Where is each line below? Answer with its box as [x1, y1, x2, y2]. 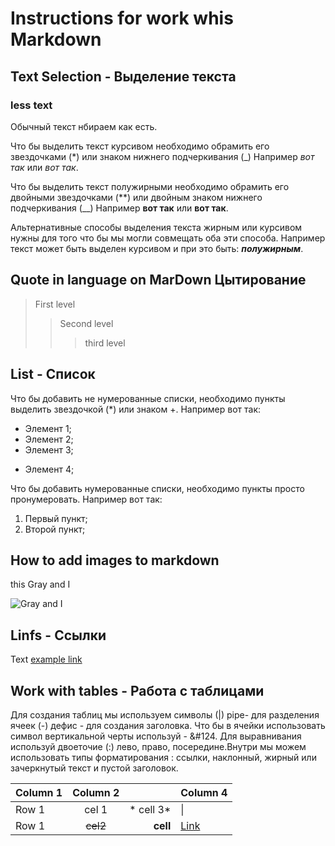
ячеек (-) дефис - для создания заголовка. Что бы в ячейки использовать [10, 719, 326, 731]
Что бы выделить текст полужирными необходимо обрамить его [10, 180, 290, 192]
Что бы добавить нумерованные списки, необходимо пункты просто [10, 482, 305, 494]
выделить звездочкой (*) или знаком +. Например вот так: [10, 403, 262, 415]
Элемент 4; [24, 463, 75, 475]
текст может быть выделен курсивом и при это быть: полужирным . [10, 242, 304, 254]
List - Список [10, 366, 96, 383]
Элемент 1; [24, 422, 72, 434]
